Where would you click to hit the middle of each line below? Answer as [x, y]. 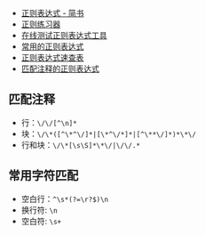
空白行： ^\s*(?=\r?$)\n [65, 199]
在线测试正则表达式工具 [64, 35]
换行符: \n [39, 210]
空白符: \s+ [41, 221]
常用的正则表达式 [52, 46]
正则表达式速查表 [52, 57]
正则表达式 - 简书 [53, 13]
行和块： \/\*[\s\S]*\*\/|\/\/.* [81, 144]
